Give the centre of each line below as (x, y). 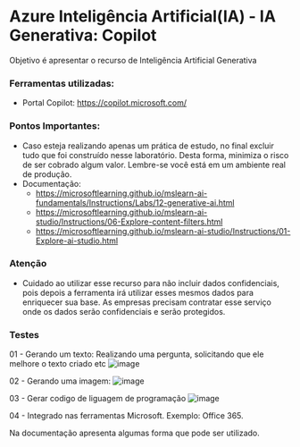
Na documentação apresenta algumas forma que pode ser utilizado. (135, 433)
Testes (25, 334)
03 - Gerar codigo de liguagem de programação (98, 399)
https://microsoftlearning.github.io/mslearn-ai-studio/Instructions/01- (163, 231)
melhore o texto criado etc (58, 364)
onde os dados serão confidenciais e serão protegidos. (124, 311)
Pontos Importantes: (55, 126)
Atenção (28, 264)
